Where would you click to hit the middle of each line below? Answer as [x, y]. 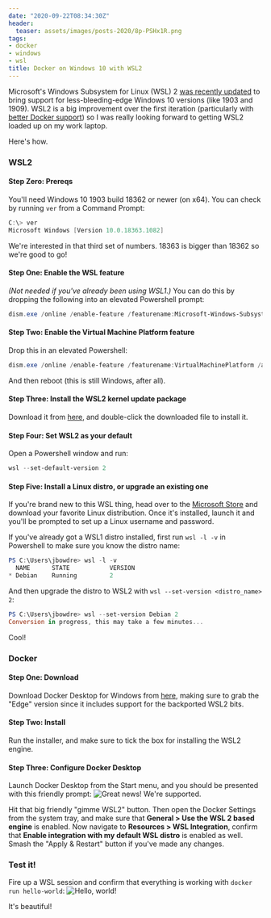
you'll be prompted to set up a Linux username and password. [111, 522]
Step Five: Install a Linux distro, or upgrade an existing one [108, 486]
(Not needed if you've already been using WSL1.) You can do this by [122, 291]
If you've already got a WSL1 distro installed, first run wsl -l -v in [117, 537]
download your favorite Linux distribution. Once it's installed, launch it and [132, 513]
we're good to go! [38, 254]
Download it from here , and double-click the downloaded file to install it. [128, 417]
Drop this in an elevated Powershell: [68, 350]
